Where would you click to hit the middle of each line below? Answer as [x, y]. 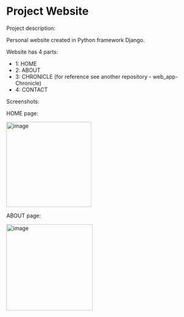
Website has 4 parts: [32, 52]
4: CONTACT [31, 89]
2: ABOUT [28, 70]
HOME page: [22, 113]
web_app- [165, 76]
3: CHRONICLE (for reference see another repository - [83, 76]
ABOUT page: [24, 216]
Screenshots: [23, 101]
